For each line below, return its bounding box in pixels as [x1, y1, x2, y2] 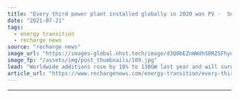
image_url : [7, 50, 40, 58]
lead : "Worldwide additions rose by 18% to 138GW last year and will [7, 63, 218, 70]
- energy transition [14, 30, 75, 38]
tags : [7, 23, 23, 31]
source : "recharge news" [7, 43, 81, 50]
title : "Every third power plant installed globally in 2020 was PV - [7, 10, 221, 18]
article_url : [7, 70, 46, 77]
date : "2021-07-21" [7, 17, 65, 24]
